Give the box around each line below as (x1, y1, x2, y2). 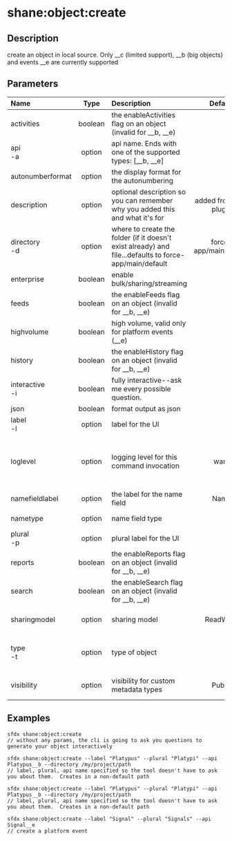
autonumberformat (10, 171, 72, 181)
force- (163, 250, 185, 260)
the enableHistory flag (111, 347, 184, 357)
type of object (111, 648, 157, 657)
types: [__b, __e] (111, 155, 164, 165)
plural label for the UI (111, 533, 180, 543)
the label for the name (111, 489, 183, 499)
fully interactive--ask (111, 375, 182, 385)
